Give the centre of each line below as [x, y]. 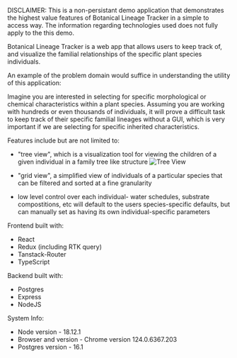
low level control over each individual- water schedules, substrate [114, 197]
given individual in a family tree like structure [83, 162]
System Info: [26, 318]
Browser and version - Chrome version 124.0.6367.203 [97, 339]
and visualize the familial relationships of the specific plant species [105, 54]
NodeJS [29, 304]
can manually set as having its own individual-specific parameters [114, 212]
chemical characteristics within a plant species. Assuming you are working [116, 104]
